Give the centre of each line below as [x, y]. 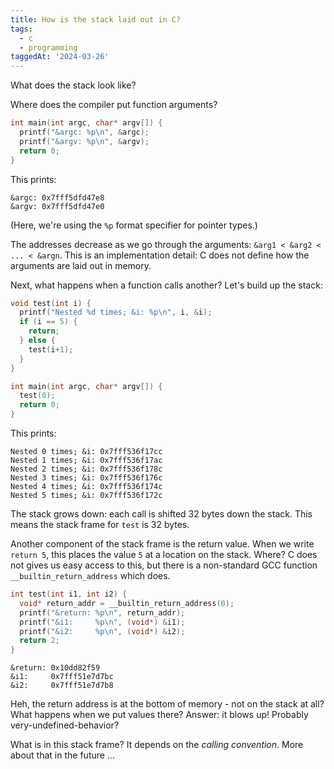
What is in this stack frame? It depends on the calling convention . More [157, 745]
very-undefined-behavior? [65, 725]
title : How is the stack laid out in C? [96, 19]
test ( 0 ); [37, 396]
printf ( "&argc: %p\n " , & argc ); [84, 132]
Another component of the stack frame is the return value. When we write [162, 544]
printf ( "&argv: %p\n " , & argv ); [84, 141]
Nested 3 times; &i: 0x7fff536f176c [86, 478]
